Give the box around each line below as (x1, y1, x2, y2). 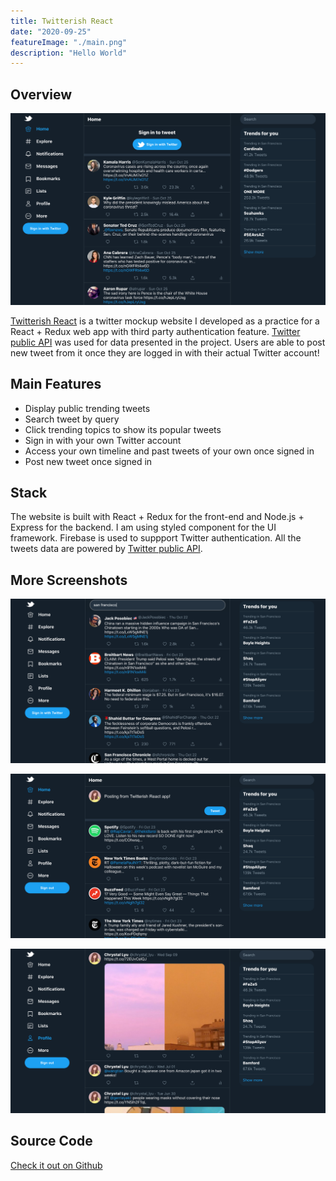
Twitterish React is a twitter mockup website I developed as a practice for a (10, 315, 320, 327)
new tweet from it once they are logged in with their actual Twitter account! (10, 346, 320, 359)
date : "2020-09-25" (10, 26, 92, 37)
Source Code (10, 1133, 93, 1150)
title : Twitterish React (10, 16, 114, 26)
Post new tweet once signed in (24, 455, 153, 467)
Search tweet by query (24, 413, 120, 425)
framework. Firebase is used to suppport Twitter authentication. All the (10, 532, 302, 544)
